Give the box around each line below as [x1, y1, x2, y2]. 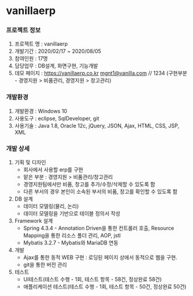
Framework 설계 [14, 218, 53, 225]
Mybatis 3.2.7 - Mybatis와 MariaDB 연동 [23, 239, 119, 246]
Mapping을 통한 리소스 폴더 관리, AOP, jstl [23, 232, 121, 239]
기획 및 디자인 [14, 159, 46, 166]
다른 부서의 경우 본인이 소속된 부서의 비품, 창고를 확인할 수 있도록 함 [23, 188, 178, 195]
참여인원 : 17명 [14, 55, 48, 62]
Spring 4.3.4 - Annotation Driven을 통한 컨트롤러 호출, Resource [23, 225, 174, 232]
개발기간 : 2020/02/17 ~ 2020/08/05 [14, 48, 101, 55]
